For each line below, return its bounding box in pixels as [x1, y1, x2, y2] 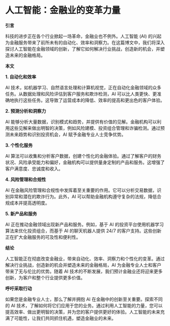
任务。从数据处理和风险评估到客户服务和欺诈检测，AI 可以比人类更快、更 [5, 91, 157, 97]
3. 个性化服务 [5, 142, 33, 148]
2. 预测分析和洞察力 [5, 107, 47, 114]
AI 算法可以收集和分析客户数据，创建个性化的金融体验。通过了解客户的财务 [5, 153, 162, 159]
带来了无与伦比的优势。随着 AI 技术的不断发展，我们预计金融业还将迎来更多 [5, 268, 163, 274]
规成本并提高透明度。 [5, 200, 50, 206]
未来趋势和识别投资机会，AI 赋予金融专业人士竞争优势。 [9, 131, 126, 137]
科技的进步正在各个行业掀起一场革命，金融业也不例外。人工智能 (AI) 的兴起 [5, 33, 162, 39]
